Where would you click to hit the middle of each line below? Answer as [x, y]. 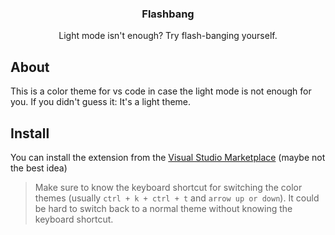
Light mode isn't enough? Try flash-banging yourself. [168, 36]
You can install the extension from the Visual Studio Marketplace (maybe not [168, 157]
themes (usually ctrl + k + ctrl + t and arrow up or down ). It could [177, 198]
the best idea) [39, 168]
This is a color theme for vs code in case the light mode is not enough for [161, 91]
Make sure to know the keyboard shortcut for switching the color [168, 187]
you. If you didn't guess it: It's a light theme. [101, 102]
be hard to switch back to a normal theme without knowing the [163, 208]
